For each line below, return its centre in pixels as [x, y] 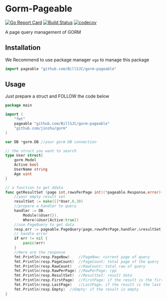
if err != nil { [31, 239]
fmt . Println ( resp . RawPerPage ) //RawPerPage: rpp [65, 271]
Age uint [23, 174]
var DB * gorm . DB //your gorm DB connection [51, 142]
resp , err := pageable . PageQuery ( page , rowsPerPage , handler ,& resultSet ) [89, 229]
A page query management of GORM [43, 32]
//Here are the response [40, 252]
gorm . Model [25, 160]
